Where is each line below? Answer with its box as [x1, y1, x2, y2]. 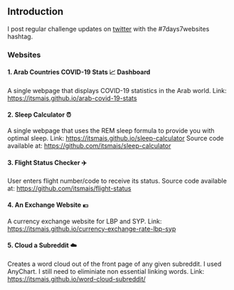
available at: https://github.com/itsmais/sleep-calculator [7, 141, 171, 150]
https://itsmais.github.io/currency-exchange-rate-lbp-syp [7, 224, 176, 233]
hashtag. [7, 32, 33, 41]
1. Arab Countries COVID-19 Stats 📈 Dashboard [7, 68, 151, 77]
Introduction [7, 6, 64, 18]
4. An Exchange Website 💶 [7, 200, 89, 209]
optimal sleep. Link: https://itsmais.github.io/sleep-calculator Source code [7, 134, 224, 143]
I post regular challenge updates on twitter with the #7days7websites [7, 24, 210, 33]
